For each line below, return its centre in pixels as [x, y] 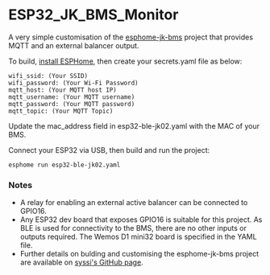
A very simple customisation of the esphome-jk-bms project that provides [131, 37]
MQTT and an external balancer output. [74, 45]
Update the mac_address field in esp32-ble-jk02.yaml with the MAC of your [134, 125]
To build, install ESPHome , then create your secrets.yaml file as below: [125, 61]
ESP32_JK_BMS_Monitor [93, 15]
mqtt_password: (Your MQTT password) [72, 104]
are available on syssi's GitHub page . [81, 262]
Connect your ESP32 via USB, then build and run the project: [109, 150]
